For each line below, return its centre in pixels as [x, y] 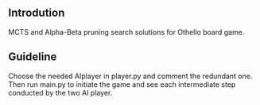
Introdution [37, 13]
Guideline [33, 57]
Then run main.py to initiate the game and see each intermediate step [122, 84]
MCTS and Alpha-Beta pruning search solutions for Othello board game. [126, 32]
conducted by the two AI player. [60, 92]
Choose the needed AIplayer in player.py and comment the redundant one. [130, 76]
